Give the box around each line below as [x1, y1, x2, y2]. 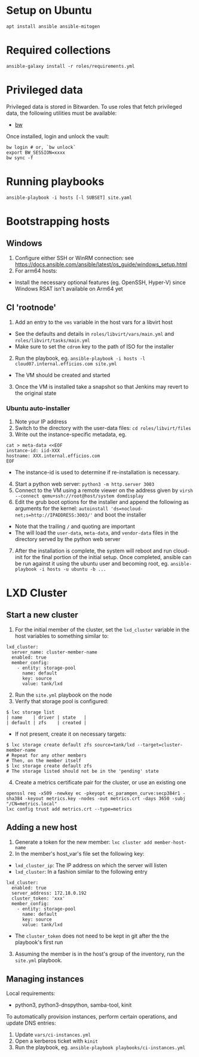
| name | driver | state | [6, 714, 87, 721]
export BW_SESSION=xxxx [6, 150, 66, 156]
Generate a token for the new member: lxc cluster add [14, 838, 152, 846]
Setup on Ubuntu [6, 4, 92, 17]
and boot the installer [94, 511, 146, 518]
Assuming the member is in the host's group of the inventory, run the [14, 950, 185, 957]
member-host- [154, 839, 187, 846]
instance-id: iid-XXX [6, 447, 60, 453]
